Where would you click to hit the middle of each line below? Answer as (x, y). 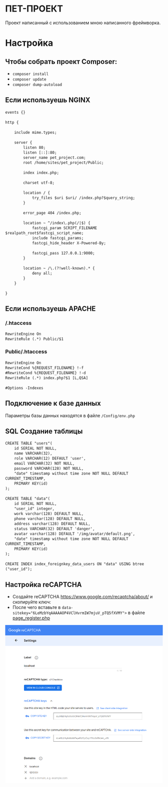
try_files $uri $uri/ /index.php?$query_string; (83, 198)
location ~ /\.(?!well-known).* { (59, 268)
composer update (29, 79)
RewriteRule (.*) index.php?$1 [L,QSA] (47, 378)
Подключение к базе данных (53, 404)
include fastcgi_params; (58, 238)
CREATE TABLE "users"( (29, 444)
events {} (15, 112)
